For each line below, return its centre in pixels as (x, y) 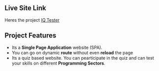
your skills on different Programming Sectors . (58, 63)
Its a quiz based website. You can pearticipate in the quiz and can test (83, 58)
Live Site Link (25, 8)
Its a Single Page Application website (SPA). (57, 47)
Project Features (31, 36)
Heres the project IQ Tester (32, 20)
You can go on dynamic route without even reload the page (72, 53)
